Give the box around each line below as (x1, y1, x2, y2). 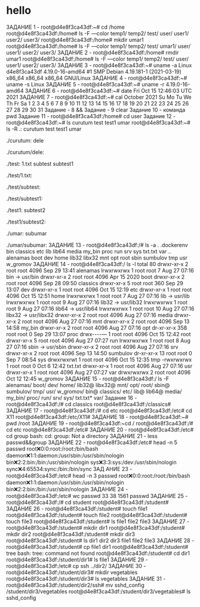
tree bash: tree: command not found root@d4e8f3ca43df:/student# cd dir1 (6, 549, 190, 557)
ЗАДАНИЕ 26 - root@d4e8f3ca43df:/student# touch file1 (6, 505, 148, 512)
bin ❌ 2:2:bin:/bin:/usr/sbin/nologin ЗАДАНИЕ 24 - (6, 485, 128, 493)
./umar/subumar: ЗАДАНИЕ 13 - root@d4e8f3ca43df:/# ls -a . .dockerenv (6, 241, 188, 249)
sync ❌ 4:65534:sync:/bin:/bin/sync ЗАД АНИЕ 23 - (6, 465, 133, 472)
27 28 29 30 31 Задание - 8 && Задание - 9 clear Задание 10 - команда (6, 106, 186, 113)
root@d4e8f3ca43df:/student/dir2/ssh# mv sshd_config (6, 581, 144, 588)
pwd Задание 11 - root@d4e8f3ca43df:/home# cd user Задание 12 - (6, 112, 176, 120)
